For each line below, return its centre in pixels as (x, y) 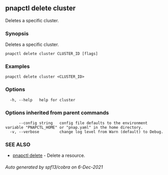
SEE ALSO (18, 144)
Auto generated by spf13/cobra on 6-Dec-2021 (54, 167)
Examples (18, 67)
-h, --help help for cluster (43, 100)
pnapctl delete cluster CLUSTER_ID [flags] (52, 54)
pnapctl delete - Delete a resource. (49, 155)
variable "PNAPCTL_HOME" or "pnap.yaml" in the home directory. (74, 128)
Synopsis (17, 33)
